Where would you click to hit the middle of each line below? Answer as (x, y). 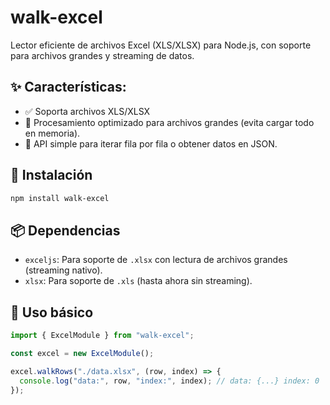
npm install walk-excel (60, 198)
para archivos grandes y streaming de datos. (102, 55)
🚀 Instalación (51, 175)
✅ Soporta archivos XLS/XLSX (87, 111)
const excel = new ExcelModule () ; (82, 353)
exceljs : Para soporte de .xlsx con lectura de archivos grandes (156, 260)
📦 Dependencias (65, 230)
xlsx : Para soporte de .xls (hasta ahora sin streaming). (138, 281)
